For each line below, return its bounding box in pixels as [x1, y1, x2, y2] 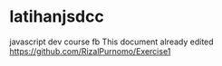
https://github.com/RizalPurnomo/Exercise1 [9, 45, 171, 56]
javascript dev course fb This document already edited [9, 36, 215, 47]
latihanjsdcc [9, 6, 104, 27]
